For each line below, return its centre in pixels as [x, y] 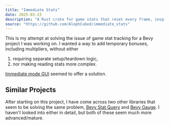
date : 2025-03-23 [24, 15]
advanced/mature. [25, 118]
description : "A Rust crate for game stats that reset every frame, [79, 19]
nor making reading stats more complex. [55, 64]
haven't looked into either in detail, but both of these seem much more [78, 113]
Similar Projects [31, 89]
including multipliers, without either [42, 49]
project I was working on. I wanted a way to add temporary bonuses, [77, 44]
